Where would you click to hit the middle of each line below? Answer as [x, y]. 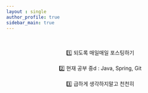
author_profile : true [33, 17]
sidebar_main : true [30, 23]
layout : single [26, 12]
